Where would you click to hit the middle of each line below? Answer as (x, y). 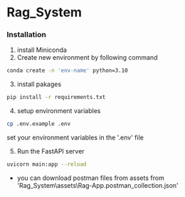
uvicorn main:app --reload (47, 164)
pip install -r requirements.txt (56, 97)
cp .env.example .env (39, 124)
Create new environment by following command (87, 58)
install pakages (39, 84)
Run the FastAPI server (51, 151)
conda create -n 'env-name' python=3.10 (68, 71)
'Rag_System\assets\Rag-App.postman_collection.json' (97, 185)
